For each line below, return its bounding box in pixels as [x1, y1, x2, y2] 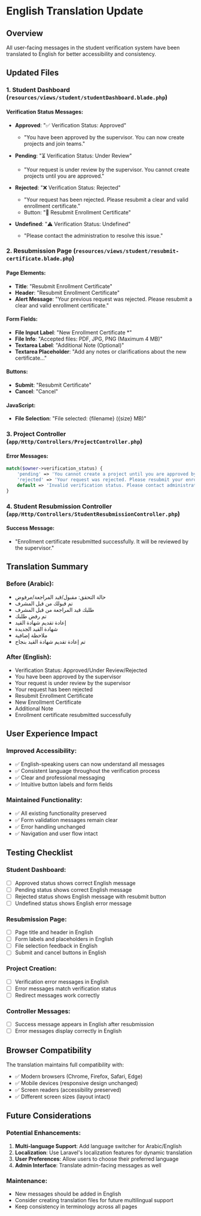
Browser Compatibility [6, 1045, 92, 1055]
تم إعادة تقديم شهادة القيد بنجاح [14, 638, 86, 645]
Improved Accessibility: [6, 746, 77, 755]
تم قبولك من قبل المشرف [14, 599, 73, 607]
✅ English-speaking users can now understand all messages [14, 760, 165, 767]
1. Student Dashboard [6, 86, 71, 94]
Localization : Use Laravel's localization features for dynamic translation [14, 1149, 193, 1156]
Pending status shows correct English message [14, 886, 132, 893]
